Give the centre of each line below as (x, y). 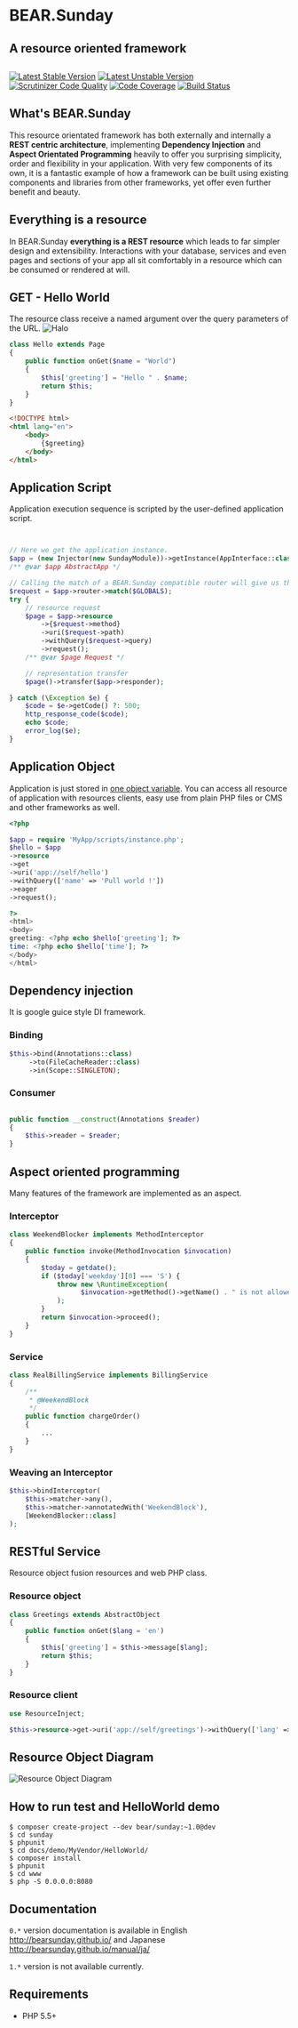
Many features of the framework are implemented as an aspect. (125, 1193)
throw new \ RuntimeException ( (112, 1284)
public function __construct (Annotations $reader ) (105, 1119)
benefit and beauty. (45, 191)
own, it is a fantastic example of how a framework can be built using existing (149, 173)
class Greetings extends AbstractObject (85, 1614)
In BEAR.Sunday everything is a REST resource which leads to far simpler (145, 241)
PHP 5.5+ (39, 2016)
